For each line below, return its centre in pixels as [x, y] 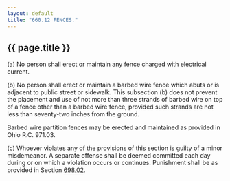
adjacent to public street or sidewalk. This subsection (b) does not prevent [112, 92]
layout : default [30, 13]
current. [18, 72]
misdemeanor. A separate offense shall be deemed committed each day [109, 156]
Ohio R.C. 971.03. [32, 135]
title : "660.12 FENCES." [43, 20]
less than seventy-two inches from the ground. [73, 114]
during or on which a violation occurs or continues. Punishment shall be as [113, 163]
